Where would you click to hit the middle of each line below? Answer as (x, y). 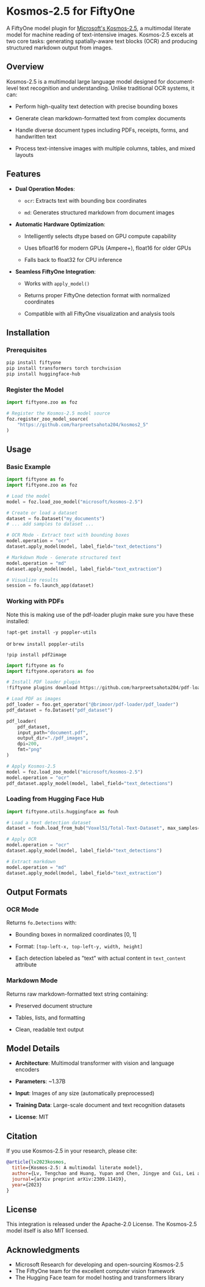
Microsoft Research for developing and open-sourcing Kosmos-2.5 (99, 1264)
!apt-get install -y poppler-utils (52, 632)
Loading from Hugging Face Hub (56, 799)
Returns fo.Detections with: (41, 923)
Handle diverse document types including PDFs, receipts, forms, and (102, 130)
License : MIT (32, 1117)
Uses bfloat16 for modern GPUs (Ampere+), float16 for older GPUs (108, 248)
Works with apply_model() (57, 283)
